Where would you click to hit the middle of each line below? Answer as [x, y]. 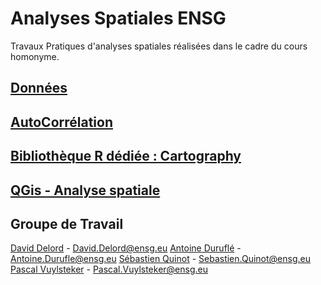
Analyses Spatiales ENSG [118, 18]
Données [39, 88]
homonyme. [35, 56]
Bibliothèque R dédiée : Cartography [126, 156]
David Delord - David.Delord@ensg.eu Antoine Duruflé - [126, 248]
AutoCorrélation [62, 122]
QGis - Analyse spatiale [85, 190]
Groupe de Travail [67, 223]
